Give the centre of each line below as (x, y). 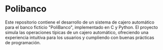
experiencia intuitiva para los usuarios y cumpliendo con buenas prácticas (80, 37)
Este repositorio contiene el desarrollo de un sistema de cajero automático (80, 22)
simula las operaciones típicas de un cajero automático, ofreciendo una (77, 32)
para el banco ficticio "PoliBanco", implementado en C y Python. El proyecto (81, 27)
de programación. (23, 42)
